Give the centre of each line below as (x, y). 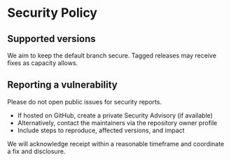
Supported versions (51, 39)
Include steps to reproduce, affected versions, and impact (101, 130)
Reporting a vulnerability (62, 85)
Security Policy (52, 13)
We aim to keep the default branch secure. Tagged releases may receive (112, 55)
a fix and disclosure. (36, 151)
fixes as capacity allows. (43, 63)
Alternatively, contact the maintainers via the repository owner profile (117, 122)
